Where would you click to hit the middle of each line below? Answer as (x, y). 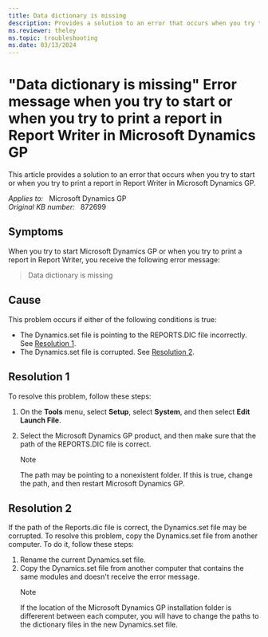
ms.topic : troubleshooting (53, 38)
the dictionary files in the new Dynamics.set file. (99, 625)
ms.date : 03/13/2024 (43, 45)
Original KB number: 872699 (57, 207)
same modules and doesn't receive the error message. (110, 577)
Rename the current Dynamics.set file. (83, 560)
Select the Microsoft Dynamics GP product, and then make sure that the (138, 435)
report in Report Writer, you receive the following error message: (114, 259)
